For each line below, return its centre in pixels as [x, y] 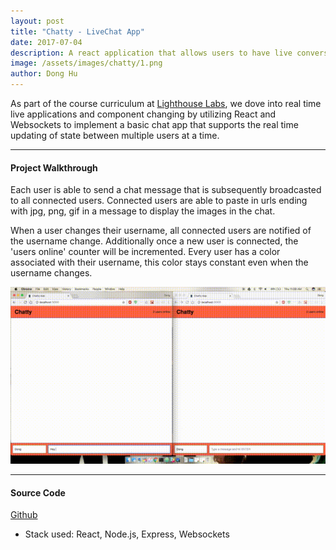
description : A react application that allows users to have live [151, 53]
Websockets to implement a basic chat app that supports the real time [154, 124]
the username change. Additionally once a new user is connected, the [154, 241]
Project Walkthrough [54, 167]
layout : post [37, 21]
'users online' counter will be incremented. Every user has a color [145, 252]
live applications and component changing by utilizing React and [143, 114]
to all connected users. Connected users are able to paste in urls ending [159, 201]
